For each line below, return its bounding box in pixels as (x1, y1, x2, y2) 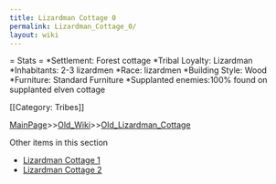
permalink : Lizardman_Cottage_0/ (9, 22, 137, 31)
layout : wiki (9, 30, 59, 39)
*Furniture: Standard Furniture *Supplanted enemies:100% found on (9, 75, 268, 86)
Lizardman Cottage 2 (22, 165, 102, 176)
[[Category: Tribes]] (9, 102, 85, 113)
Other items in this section (9, 138, 108, 148)
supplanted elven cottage (9, 84, 106, 96)
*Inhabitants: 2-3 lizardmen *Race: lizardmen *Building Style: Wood (9, 65, 268, 76)
